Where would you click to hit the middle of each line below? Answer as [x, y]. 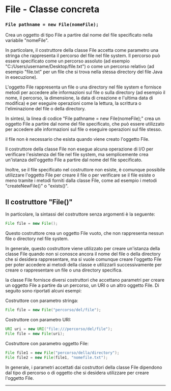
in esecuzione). [21, 77]
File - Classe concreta [52, 9]
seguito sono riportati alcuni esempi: [44, 291]
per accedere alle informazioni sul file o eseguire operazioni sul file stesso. [84, 129]
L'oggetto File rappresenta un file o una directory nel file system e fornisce [83, 87]
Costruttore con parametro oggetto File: [47, 343]
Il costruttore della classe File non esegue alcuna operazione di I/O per [79, 149]
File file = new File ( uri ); [35, 334]
